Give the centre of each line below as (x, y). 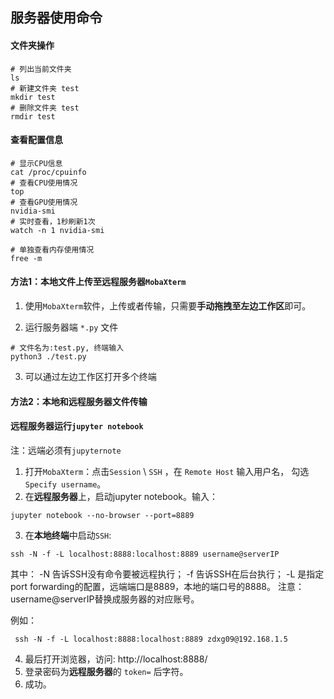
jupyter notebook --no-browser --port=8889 (102, 515)
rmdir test (33, 116)
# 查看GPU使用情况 (44, 202)
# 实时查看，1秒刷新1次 (53, 221)
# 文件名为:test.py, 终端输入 (67, 348)
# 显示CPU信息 (36, 163)
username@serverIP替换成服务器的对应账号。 (105, 599)
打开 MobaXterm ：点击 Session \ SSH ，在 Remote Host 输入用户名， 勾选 (167, 471)
